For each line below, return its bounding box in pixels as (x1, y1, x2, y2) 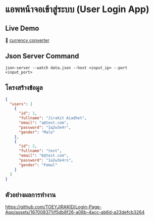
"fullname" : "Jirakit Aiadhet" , (18, 116, 87, 121)
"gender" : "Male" (18, 130, 56, 135)
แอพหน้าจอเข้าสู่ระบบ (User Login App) (5, 4, 149, 15)
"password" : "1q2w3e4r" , (18, 125, 71, 130)
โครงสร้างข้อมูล (5, 83, 43, 92)
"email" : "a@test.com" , (18, 120, 69, 125)
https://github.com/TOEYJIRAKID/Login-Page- (5, 204, 102, 210)
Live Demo (5, 24, 39, 32)
